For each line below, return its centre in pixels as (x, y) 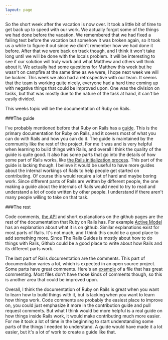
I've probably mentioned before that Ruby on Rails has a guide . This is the (81, 128)
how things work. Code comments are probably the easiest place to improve (84, 300)
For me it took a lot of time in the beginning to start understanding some (79, 321)
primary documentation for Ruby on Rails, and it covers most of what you (81, 133)
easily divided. (20, 99)
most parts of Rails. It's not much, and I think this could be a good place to (82, 232)
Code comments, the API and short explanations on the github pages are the (84, 217)
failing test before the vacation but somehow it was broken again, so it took (83, 40)
